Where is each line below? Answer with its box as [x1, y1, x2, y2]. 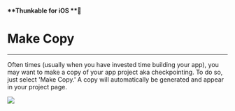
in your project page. [7, 82, 68, 91]
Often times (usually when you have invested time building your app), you [7, 60, 219, 68]
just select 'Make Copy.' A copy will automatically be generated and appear [7, 75, 225, 84]
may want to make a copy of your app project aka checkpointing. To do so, [7, 68, 223, 76]
